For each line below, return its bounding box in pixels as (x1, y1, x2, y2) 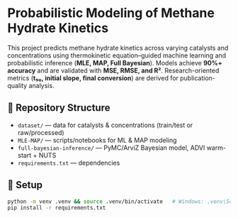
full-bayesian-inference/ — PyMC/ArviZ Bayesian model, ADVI (17, 143, 205, 152)
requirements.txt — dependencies (17, 158, 120, 167)
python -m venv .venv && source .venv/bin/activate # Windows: (7, 197, 204, 205)
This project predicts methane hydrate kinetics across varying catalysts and (7, 43, 229, 52)
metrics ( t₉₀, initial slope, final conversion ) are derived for (7, 73, 179, 82)
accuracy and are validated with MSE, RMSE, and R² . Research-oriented (7, 66, 220, 75)
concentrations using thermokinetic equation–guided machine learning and (7, 51, 227, 60)
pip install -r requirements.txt (7, 205, 106, 212)
